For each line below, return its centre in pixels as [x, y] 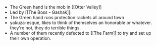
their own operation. [30, 38]
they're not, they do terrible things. [45, 28]
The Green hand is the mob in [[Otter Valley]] [56, 7]
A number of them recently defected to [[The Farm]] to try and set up [80, 33]
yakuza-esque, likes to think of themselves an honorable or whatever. [81, 23]
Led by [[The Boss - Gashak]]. [41, 12]
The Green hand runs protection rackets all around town [67, 17]
